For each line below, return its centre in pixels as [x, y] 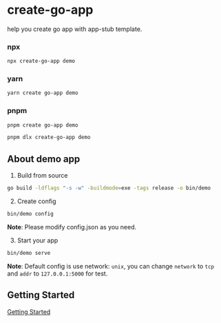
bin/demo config [30, 214]
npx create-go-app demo [41, 61]
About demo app [44, 159]
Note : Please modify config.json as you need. [72, 227]
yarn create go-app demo [43, 93]
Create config [36, 201]
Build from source [42, 176]
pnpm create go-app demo [43, 125]
